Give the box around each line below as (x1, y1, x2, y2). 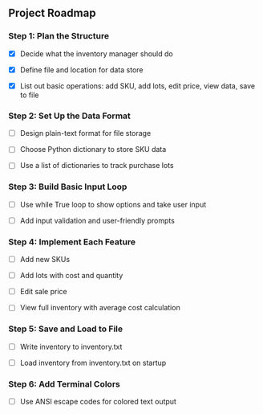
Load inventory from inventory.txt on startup (19, 358, 167, 367)
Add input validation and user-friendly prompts (19, 215, 175, 225)
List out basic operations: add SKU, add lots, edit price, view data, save (19, 80, 255, 91)
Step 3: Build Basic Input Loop (8, 181, 127, 192)
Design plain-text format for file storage (19, 129, 152, 138)
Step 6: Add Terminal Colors (8, 378, 120, 389)
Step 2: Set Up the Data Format (8, 110, 131, 121)
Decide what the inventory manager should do (19, 48, 174, 59)
